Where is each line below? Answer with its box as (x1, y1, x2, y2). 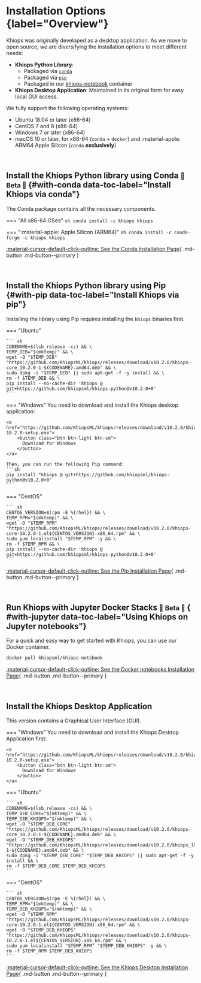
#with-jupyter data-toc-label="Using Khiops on (6, 612, 188, 622)
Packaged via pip (23, 74, 67, 81)
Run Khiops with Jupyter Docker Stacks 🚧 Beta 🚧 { (6, 602, 191, 612)
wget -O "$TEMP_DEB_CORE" (6, 821, 71, 827)
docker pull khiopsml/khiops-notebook (6, 655, 103, 661)
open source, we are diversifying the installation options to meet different (6, 43, 187, 50)
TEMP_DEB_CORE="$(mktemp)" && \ (6, 810, 87, 817)
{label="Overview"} (6, 17, 109, 31)
